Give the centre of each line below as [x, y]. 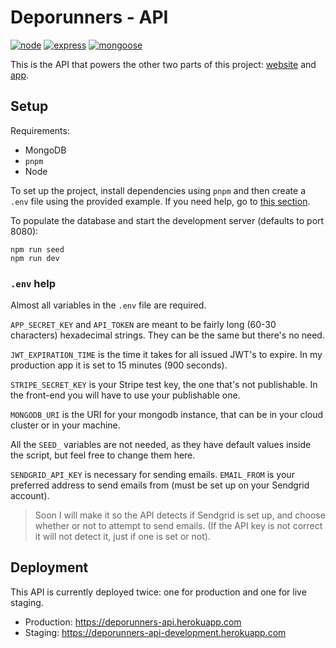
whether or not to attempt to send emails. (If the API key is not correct [178, 526]
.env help [33, 283]
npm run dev [35, 258]
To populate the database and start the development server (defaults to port [167, 220]
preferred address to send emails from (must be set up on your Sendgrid [160, 485]
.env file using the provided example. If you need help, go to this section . [160, 201]
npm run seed [37, 249]
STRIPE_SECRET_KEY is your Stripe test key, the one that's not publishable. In [164, 385]
